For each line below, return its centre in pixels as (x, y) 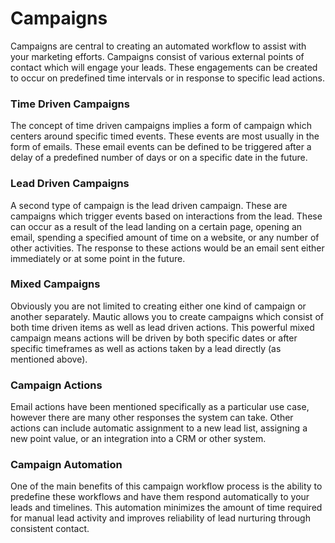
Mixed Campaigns (55, 284)
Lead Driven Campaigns (70, 184)
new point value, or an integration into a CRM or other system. (138, 439)
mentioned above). (49, 359)
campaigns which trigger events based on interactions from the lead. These (166, 216)
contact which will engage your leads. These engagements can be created (164, 67)
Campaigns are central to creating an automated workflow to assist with (158, 46)
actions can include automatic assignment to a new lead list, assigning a (159, 428)
